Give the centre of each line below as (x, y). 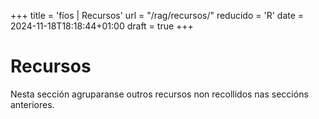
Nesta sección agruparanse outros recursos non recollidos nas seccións (159, 94)
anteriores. (32, 104)
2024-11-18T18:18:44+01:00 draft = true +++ (102, 26)
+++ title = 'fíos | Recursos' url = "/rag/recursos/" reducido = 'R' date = (157, 15)
